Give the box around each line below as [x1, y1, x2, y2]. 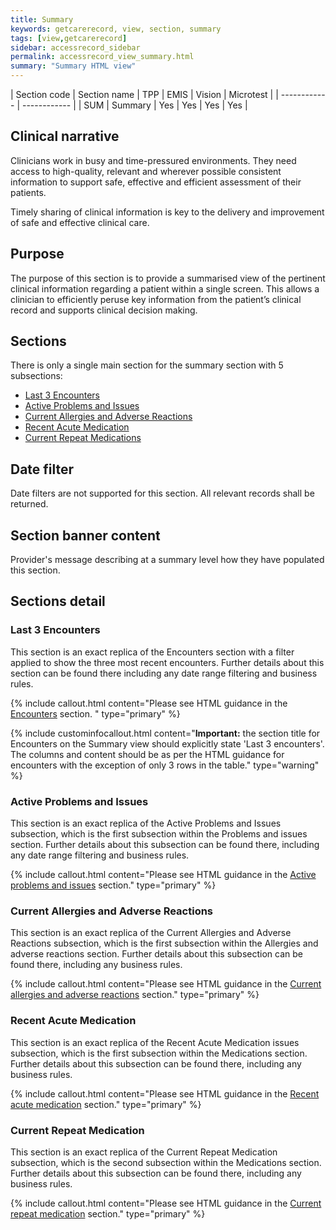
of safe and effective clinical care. [10, 216, 150, 228]
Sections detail [10, 593, 106, 610]
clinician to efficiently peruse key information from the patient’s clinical [10, 293, 302, 305]
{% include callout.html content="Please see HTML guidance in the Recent [10, 1087, 320, 1100]
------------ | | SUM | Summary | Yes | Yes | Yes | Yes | [21, 99, 248, 111]
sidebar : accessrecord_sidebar [10, 42, 141, 53]
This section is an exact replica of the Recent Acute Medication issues [10, 1036, 300, 1048]
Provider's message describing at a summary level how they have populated [10, 554, 325, 566]
